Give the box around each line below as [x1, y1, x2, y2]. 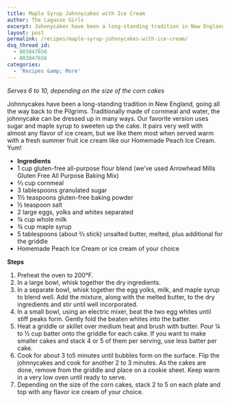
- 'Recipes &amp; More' [13, 67, 81, 74]
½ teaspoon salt [16, 200, 63, 209]
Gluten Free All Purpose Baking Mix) [16, 171, 120, 179]
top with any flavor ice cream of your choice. [16, 387, 144, 395]
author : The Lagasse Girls [7, 16, 84, 23]
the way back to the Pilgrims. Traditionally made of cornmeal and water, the [7, 107, 220, 115]
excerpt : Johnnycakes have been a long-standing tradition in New [7, 23, 201, 30]
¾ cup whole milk [16, 215, 67, 223]
